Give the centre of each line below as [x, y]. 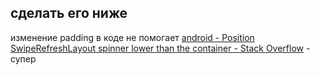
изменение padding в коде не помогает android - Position [132, 37]
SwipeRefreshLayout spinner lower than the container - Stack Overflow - [160, 48]
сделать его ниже [69, 13]
